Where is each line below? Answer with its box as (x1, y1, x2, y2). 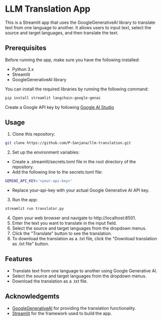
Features (5, 255, 32, 263)
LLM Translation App (5, 3, 91, 15)
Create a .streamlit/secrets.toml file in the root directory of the (12, 159, 136, 165)
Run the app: (12, 197, 38, 203)
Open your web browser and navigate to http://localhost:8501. (12, 215, 136, 221)
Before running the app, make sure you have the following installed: (5, 57, 140, 63)
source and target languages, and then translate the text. (5, 30, 119, 36)
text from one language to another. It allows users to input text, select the (5, 24, 151, 30)
